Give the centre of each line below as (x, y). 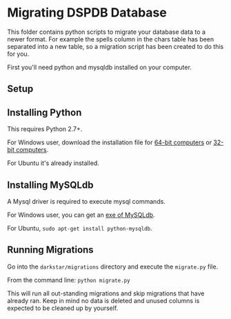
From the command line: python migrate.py (69, 280)
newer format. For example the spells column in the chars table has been (111, 39)
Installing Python (44, 112)
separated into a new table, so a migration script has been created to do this (115, 46)
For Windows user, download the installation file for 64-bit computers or (110, 142)
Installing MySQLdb (50, 185)
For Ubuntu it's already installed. (53, 163)
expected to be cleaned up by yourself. (63, 308)
